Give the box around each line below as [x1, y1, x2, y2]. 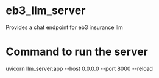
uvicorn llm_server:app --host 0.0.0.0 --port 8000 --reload [5, 65, 154, 72]
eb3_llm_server [5, 4, 86, 18]
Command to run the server [5, 45, 149, 59]
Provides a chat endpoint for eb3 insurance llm [5, 24, 123, 31]
